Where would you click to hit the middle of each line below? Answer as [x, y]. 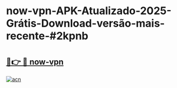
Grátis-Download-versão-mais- [86, 23]
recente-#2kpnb [47, 36]
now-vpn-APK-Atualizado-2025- [89, 11]
